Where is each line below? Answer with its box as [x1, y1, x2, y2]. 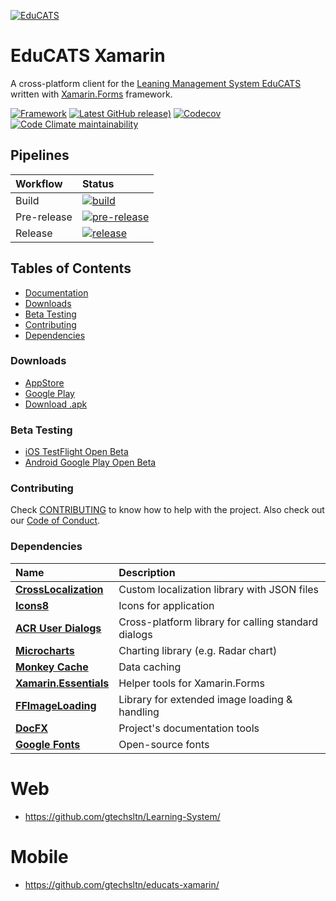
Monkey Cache [15, 660, 89, 674]
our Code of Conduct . [10, 515, 101, 527]
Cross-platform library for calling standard [118, 615, 319, 629]
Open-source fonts [118, 737, 210, 751]
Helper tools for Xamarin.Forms [118, 676, 265, 690]
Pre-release [15, 210, 73, 224]
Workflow [15, 176, 63, 190]
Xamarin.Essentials [15, 676, 110, 690]
